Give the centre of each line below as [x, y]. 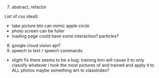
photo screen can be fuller [38, 31]
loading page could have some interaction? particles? [65, 36]
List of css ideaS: [22, 16]
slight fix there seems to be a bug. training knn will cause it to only [78, 60]
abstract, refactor [29, 7]
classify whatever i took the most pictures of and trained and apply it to [83, 65]
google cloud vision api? [36, 45]
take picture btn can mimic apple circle [51, 26]
